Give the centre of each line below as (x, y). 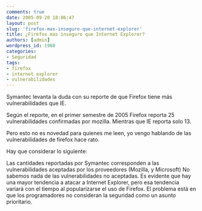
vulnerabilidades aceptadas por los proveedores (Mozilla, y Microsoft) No (98, 170)
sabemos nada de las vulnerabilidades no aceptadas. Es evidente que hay (99, 176)
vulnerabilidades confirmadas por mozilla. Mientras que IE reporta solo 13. (99, 121)
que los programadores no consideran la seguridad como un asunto (91, 195)
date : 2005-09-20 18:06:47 (40, 18)
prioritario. (19, 202)
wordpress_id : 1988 (31, 46)
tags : (13, 62)
